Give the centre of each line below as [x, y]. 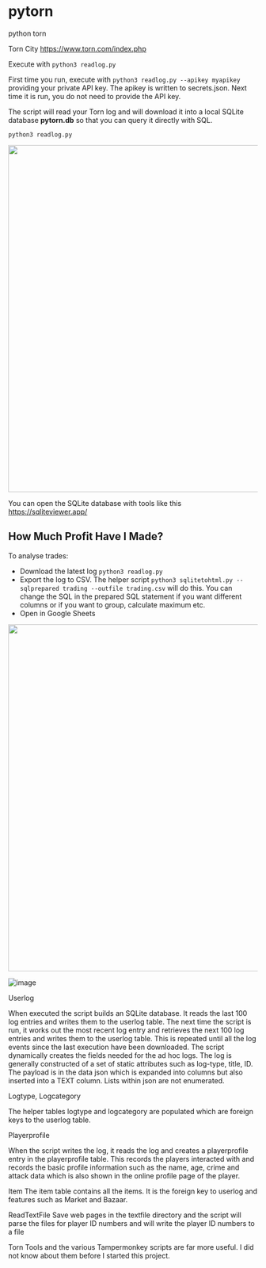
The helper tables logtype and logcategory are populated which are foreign [131, 1111]
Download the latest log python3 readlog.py [91, 571]
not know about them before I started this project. [89, 1255]
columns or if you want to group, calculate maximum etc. [112, 604]
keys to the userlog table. [49, 1120]
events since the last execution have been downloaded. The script [116, 1047]
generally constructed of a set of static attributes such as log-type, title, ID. [131, 1063]
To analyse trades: [38, 555]
